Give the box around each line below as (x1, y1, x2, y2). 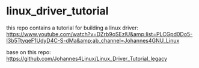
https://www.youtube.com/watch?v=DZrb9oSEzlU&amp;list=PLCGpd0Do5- (6, 30, 193, 37)
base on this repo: (6, 48, 51, 55)
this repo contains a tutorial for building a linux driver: (6, 24, 139, 31)
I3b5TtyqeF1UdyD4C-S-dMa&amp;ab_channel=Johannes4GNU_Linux (6, 37, 180, 44)
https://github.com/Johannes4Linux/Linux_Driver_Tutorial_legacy (6, 55, 167, 62)
